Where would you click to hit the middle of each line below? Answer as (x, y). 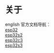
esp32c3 (14, 40)
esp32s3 (14, 45)
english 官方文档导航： (28, 24)
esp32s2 (14, 35)
